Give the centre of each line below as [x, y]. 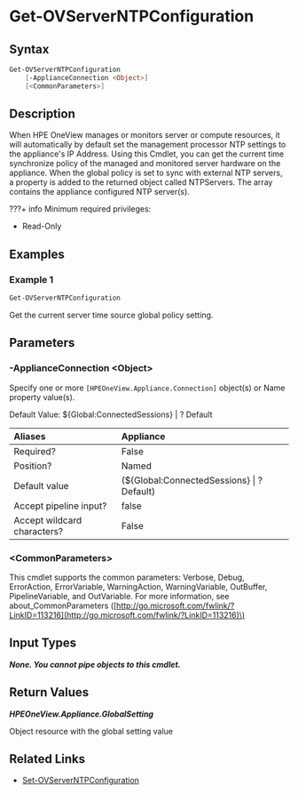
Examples [37, 254]
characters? [39, 531]
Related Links [47, 759]
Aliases [30, 436]
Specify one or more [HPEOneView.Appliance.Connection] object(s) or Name [147, 388]
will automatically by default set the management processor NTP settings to [148, 145]
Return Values [49, 692]
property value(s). [42, 397]
